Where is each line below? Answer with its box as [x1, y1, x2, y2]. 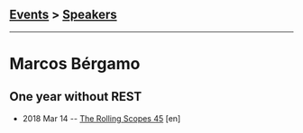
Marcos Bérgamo [9, 54, 141, 74]
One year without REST [9, 89, 142, 104]
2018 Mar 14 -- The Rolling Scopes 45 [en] [22, 112, 181, 124]
